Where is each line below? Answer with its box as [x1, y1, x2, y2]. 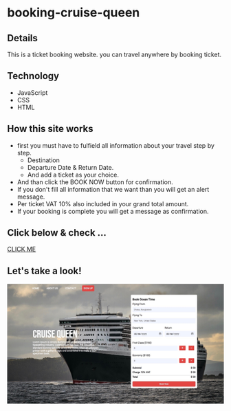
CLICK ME [7, 245, 36, 254]
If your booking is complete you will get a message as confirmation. [16, 207, 209, 215]
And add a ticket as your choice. [27, 170, 119, 179]
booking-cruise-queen [7, 5, 140, 21]
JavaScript [16, 88, 48, 97]
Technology [7, 70, 60, 82]
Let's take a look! [7, 265, 82, 276]
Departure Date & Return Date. [27, 163, 114, 171]
